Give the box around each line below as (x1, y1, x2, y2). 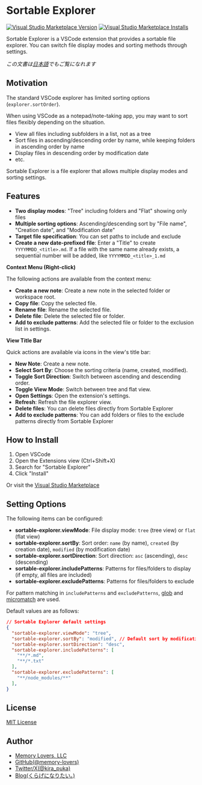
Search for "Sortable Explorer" (14, 463, 91, 471)
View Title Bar (6, 337, 42, 344)
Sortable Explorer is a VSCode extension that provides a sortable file (6, 35, 176, 42)
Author (6, 736, 33, 746)
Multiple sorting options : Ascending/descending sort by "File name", (14, 220, 188, 227)
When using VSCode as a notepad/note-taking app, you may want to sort (6, 112, 188, 119)
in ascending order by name (14, 142, 85, 150)
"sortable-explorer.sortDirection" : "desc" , (11, 641, 125, 647)
